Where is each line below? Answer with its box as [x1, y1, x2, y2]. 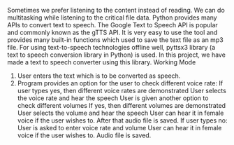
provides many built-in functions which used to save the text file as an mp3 [7, 36, 224, 44]
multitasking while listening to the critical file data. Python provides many [7, 13, 218, 22]
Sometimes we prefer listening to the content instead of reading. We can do [7, 6, 225, 14]
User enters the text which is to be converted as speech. [17, 71, 181, 80]
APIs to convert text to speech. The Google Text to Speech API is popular [7, 21, 218, 29]
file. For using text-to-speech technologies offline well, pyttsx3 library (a [7, 43, 216, 51]
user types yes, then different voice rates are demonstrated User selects [17, 87, 227, 95]
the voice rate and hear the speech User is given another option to [17, 94, 209, 102]
